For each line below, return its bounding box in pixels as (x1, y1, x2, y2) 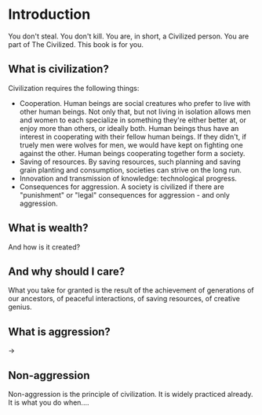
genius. (8, 302, 33, 311)
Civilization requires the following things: (8, 83, 140, 93)
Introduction (8, 5, 91, 24)
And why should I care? (8, 264, 126, 278)
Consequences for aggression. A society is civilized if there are (19, 182, 225, 191)
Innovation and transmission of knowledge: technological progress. (19, 173, 238, 183)
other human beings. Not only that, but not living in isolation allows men (19, 107, 251, 116)
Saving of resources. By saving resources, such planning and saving (19, 157, 241, 166)
